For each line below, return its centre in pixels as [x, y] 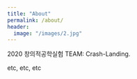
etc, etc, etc [24, 68]
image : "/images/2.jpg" [48, 33]
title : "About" [29, 14]
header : [18, 27]
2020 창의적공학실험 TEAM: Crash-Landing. [69, 54]
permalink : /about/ [35, 20]
